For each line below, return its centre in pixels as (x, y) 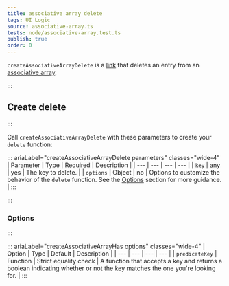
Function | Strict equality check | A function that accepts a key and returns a (115, 261)
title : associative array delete (55, 13)
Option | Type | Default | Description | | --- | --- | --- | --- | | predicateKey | (112, 254)
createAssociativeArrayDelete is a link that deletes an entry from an (104, 65)
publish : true (27, 39)
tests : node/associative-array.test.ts (64, 33)
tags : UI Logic (29, 20)
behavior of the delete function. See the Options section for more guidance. (114, 179)
